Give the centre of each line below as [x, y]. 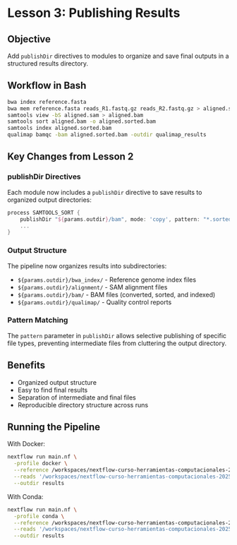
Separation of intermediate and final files [77, 397]
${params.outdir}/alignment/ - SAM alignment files [92, 287]
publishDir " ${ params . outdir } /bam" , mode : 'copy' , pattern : [110, 219]
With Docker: [26, 444]
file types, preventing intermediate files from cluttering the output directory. [117, 343]
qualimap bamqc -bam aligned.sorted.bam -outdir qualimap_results [107, 135]
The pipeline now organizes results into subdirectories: [87, 265]
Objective [29, 39]
